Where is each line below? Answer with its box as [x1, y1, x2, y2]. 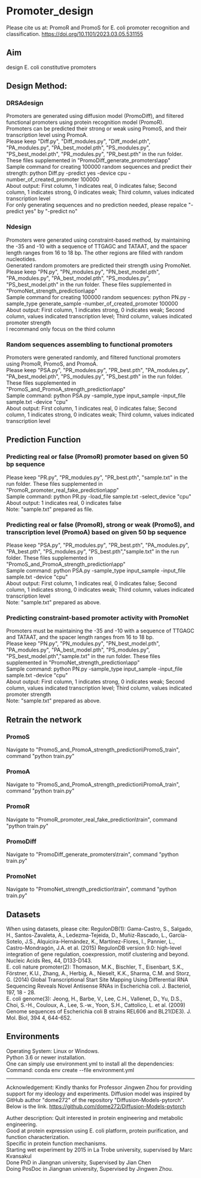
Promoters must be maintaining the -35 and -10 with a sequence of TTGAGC [6, 627, 194, 635]
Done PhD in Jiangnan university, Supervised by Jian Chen [6, 1159, 151, 1166]
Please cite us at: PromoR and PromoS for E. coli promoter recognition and [6, 24, 190, 31]
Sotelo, [6, 938, 24, 945]
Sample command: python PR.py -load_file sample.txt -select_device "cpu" [6, 492, 191, 500]
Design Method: [6, 81, 68, 91]
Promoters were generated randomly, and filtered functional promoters [6, 354, 181, 361]
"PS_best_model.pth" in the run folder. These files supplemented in [6, 281, 172, 288]
